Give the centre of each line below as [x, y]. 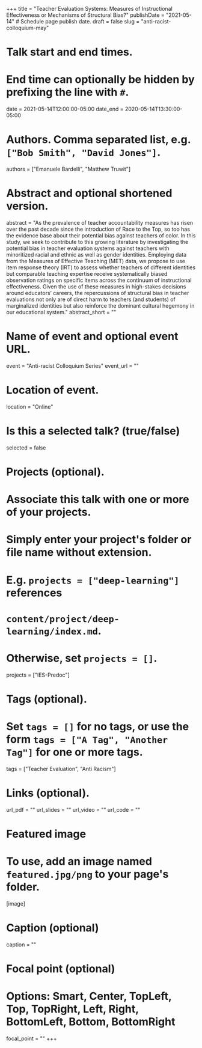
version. [27, 206]
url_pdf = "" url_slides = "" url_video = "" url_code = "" [73, 809]
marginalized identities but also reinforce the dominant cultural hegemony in [100, 306]
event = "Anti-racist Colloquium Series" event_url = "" [73, 365]
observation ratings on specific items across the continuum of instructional [99, 280]
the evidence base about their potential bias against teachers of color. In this [101, 236]
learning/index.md [52, 631]
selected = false [26, 448]
